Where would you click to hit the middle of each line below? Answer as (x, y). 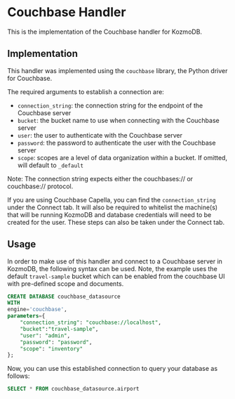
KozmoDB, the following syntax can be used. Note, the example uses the (112, 268)
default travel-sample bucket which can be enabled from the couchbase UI (116, 276)
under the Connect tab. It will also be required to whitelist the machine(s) (113, 207)
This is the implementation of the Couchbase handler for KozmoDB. (105, 32)
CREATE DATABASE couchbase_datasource (64, 296)
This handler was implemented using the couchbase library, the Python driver (117, 70)
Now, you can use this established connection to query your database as (113, 369)
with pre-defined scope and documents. (66, 283)
